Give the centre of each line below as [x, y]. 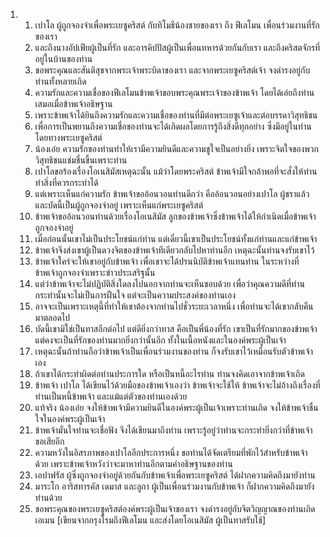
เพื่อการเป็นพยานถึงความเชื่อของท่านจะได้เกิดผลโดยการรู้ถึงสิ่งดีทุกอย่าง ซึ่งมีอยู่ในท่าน [173, 126]
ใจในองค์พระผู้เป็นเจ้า [70, 418]
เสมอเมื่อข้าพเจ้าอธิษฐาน [73, 103]
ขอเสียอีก [49, 441]
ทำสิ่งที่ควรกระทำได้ [66, 182]
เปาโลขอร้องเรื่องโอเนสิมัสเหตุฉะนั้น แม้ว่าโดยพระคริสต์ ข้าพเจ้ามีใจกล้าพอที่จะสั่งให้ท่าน [176, 171]
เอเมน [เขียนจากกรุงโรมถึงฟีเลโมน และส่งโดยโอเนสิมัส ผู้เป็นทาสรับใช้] [150, 520]
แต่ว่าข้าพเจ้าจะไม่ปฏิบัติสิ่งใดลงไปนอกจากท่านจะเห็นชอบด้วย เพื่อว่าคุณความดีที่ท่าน [169, 283]
